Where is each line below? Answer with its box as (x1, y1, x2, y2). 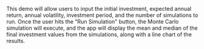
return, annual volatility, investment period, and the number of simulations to (6, 11, 199, 19)
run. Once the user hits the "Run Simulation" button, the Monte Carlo (6, 18, 179, 25)
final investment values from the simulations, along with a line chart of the (6, 31, 192, 38)
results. (6, 38, 26, 44)
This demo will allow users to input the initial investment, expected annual (6, 5, 192, 12)
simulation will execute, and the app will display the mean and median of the (6, 24, 199, 31)
